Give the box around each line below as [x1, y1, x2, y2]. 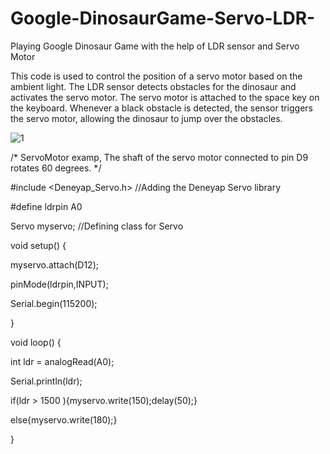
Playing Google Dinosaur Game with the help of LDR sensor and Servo [10, 40, 300, 52]
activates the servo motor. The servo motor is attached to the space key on [10, 91, 320, 103]
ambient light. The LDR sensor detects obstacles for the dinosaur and [10, 80, 297, 92]
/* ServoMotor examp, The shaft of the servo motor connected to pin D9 [10, 151, 309, 163]
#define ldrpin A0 [10, 200, 83, 212]
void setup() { [10, 239, 67, 251]
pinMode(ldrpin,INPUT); [10, 278, 109, 290]
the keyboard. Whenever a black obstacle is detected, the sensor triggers [10, 102, 314, 114]
